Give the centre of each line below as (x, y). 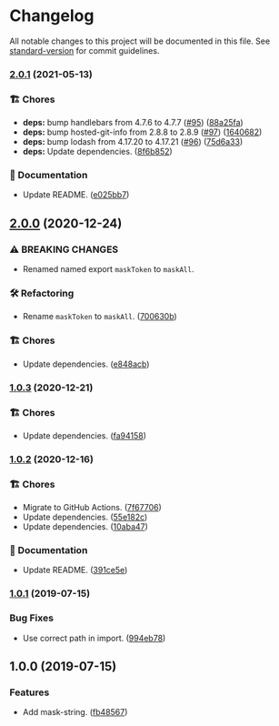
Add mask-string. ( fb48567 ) (75, 712)
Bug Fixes (32, 618)
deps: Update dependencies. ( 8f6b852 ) (97, 152)
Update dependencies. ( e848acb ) (86, 364)
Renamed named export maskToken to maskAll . (108, 269)
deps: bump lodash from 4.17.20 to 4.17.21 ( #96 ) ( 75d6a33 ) (133, 142)
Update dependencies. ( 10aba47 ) (85, 527)
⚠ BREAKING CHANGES (64, 249)
